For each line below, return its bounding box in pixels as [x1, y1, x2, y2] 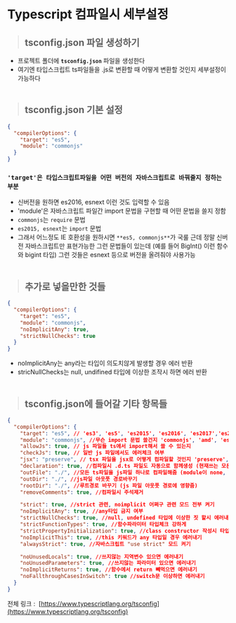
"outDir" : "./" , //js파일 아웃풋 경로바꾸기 [20, 476, 138, 483]
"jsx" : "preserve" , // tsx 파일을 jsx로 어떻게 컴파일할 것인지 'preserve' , [20, 456, 230, 464]
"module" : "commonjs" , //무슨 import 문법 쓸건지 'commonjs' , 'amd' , [20, 436, 218, 443]
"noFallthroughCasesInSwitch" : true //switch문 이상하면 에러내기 [20, 573, 205, 580]
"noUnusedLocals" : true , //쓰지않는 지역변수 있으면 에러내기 [20, 553, 184, 560]
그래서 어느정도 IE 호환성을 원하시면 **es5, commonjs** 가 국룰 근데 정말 [17, 233, 216, 242]
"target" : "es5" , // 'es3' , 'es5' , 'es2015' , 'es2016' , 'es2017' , [20, 430, 218, 437]
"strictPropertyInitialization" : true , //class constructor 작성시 [20, 527, 217, 535]
